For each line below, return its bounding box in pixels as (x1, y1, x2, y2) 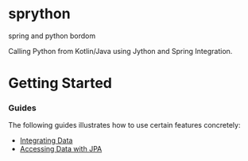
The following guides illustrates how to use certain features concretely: (8, 121, 241, 130)
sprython (8, 5, 71, 23)
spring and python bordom (8, 31, 96, 40)
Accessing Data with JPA (19, 144, 103, 154)
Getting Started (8, 75, 113, 92)
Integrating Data (19, 136, 73, 145)
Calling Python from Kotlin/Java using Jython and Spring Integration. (8, 46, 233, 56)
